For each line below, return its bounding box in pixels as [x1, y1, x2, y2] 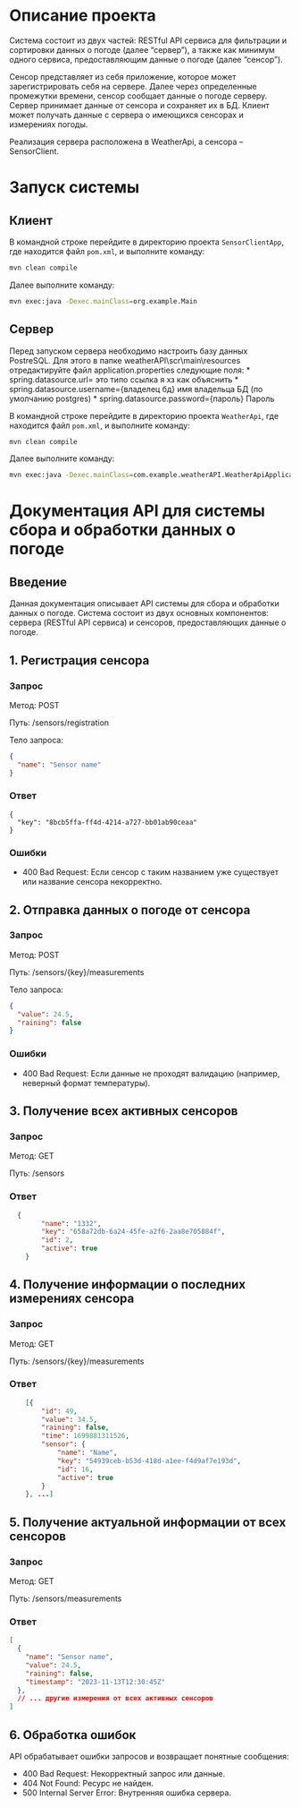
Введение [9, 574, 68, 589]
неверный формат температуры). [21, 1077, 151, 1088]
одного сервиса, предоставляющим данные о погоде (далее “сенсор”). [9, 54, 283, 64]
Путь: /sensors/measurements [9, 1593, 122, 1604]
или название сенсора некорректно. [21, 877, 162, 887]
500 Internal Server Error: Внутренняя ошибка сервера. [21, 1787, 232, 1798]
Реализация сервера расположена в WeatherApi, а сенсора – [9, 136, 244, 147]
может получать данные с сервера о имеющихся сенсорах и [9, 109, 244, 120]
